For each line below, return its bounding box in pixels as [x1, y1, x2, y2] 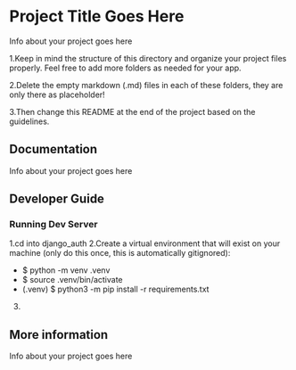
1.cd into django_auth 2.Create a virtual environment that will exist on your [9, 238, 281, 249]
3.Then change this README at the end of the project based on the [9, 106, 256, 117]
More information [9, 327, 109, 342]
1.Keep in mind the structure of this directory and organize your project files [9, 53, 287, 63]
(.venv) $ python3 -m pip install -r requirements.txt [21, 284, 210, 295]
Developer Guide [9, 192, 105, 207]
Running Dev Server [9, 218, 98, 231]
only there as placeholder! [9, 89, 105, 100]
